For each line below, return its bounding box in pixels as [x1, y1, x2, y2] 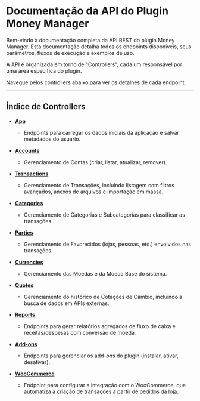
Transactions [14, 170, 49, 177]
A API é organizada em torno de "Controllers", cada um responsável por [6, 61, 183, 68]
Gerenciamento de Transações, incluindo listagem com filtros [23, 181, 174, 189]
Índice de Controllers [6, 101, 86, 112]
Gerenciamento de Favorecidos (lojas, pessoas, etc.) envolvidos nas [23, 240, 192, 248]
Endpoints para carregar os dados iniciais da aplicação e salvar [23, 129, 180, 136]
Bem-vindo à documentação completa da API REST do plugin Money [6, 36, 175, 44]
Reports [14, 311, 36, 318]
